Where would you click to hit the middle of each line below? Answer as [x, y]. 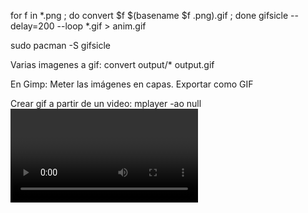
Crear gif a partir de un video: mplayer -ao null [106, 103]
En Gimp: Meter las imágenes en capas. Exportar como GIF [132, 84]
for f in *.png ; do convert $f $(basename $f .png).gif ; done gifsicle [149, 15]
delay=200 [32, 26]
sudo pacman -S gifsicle [61, 45]
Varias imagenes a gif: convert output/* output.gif [112, 64]
